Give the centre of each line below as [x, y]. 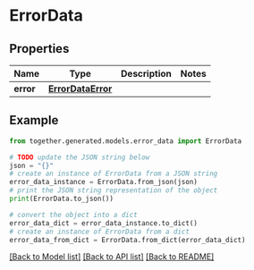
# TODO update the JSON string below [80, 157]
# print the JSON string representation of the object [114, 190]
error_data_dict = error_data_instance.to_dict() [104, 223]
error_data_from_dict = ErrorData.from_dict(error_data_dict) [127, 240]
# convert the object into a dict [74, 215]
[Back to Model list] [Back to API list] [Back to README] [112, 257]
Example [34, 120]
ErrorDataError [80, 89]
